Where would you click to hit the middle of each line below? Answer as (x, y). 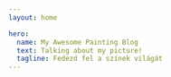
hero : (19, 34)
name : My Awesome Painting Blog (78, 42)
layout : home (33, 17)
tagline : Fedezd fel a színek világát (90, 59)
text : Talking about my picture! (80, 50)
